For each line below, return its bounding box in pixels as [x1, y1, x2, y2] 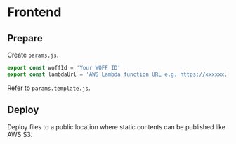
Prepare [7, 32, 44, 44]
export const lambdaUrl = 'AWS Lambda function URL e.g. [7, 71, 178, 78]
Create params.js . [7, 51, 59, 59]
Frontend [7, 4, 62, 20]
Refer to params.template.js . [7, 84, 91, 92]
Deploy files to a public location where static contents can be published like [7, 122, 226, 131]
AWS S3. [7, 130, 33, 138]
